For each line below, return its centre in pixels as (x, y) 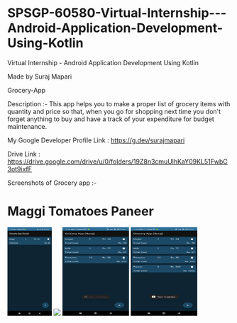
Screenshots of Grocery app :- (52, 183)
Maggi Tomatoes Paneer (81, 211)
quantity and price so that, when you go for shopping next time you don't (114, 111)
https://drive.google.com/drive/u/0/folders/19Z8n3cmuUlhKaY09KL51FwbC (118, 161)
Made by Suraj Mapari (40, 76)
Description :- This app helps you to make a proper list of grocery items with (119, 103)
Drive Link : (24, 154)
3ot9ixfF (20, 169)
